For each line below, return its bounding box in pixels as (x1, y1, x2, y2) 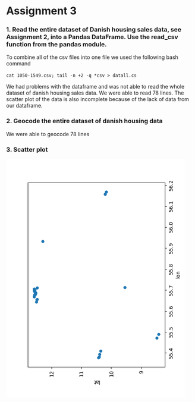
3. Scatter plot (6, 145, 48, 153)
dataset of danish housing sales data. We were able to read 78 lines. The (6, 89, 184, 96)
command (6, 60, 31, 67)
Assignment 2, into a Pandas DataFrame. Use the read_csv (6, 33, 178, 41)
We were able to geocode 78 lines (6, 130, 90, 137)
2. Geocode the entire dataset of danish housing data (6, 117, 163, 125)
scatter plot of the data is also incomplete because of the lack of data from (6, 96, 189, 103)
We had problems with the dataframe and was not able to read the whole (6, 83, 185, 90)
